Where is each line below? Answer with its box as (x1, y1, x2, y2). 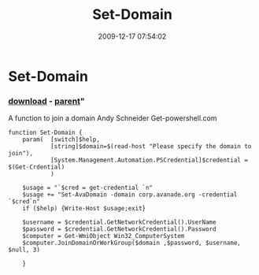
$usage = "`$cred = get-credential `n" (22, 184, 154, 192)
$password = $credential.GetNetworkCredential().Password (22, 225, 216, 233)
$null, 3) (8, 246, 41, 254)
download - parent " (8, 95, 85, 106)
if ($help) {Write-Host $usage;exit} (22, 205, 146, 213)
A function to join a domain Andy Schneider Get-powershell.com (8, 113, 217, 123)
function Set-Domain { (8, 128, 83, 137)
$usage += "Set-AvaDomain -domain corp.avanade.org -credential (22, 191, 238, 199)
